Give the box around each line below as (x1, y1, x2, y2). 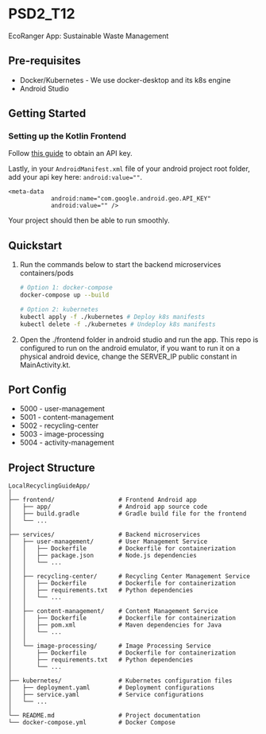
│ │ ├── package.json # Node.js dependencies (8, 552, 197, 560)
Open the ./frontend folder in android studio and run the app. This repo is (19, 335, 259, 344)
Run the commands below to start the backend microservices (19, 260, 222, 270)
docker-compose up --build (19, 291, 110, 299)
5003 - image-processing (19, 429, 105, 439)
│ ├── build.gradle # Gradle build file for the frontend (8, 510, 247, 518)
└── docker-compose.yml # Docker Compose (8, 719, 176, 727)
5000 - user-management (19, 404, 106, 414)
